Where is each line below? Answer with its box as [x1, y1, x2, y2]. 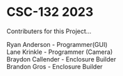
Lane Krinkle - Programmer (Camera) [6, 48, 113, 56]
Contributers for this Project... [6, 27, 92, 35]
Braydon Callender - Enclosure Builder [6, 55, 116, 63]
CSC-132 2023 [6, 4, 94, 20]
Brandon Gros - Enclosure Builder [6, 62, 103, 70]
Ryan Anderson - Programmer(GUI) [6, 40, 108, 48]
